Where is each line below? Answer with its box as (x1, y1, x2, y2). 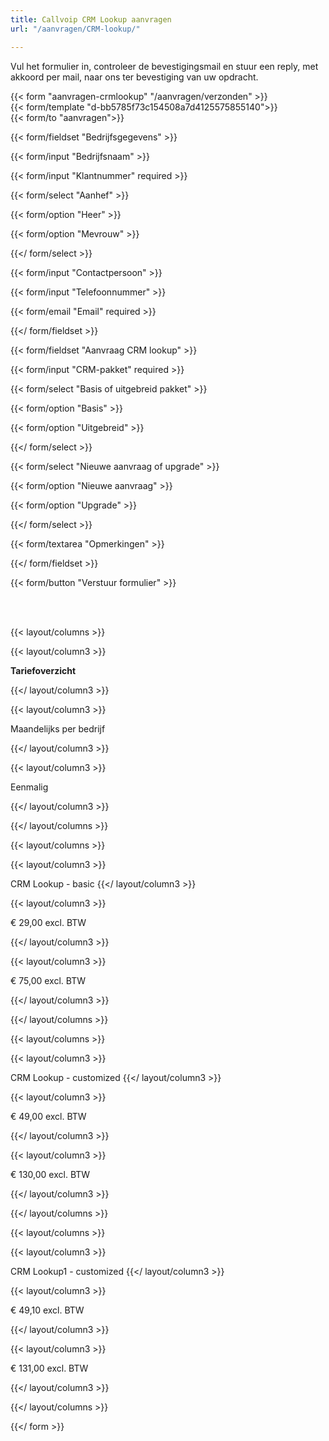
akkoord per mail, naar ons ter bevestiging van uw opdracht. (10, 71, 259, 83)
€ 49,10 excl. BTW (10, 1304, 85, 1316)
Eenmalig (10, 781, 49, 793)
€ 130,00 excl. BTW (10, 1168, 91, 1180)
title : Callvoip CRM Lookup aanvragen (10, 14, 172, 25)
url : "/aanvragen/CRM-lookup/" (10, 24, 141, 34)
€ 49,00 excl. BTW (10, 1110, 87, 1122)
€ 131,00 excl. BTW (10, 1362, 89, 1374)
